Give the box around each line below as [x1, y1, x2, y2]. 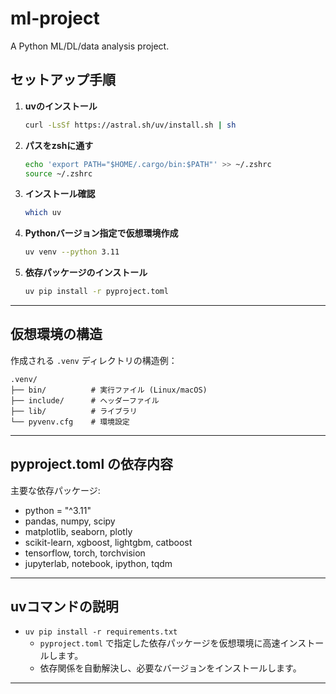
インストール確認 [24, 188, 96, 200]
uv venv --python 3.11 [24, 247, 120, 257]
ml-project [10, 7, 100, 30]
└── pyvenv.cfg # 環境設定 [10, 417, 130, 427]
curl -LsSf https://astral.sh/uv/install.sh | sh [24, 120, 237, 130]
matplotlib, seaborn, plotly [24, 525, 133, 537]
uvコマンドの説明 [10, 598, 119, 616]
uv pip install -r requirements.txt [24, 627, 178, 637]
